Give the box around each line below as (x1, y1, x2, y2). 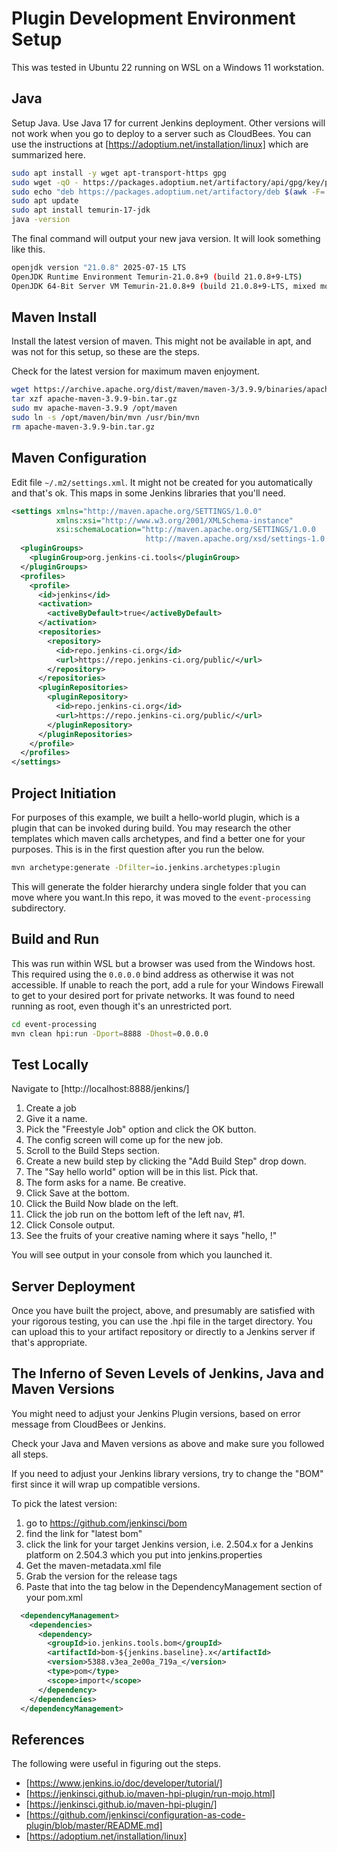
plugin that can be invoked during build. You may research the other (11, 822, 292, 834)
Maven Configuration (11, 450, 148, 467)
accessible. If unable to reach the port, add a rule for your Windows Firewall (11, 978, 324, 991)
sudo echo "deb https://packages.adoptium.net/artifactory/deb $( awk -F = (11, 187, 326, 197)
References (11, 1731, 85, 1748)
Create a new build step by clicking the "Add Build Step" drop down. (25, 1155, 307, 1167)
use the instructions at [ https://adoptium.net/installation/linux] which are (11, 138, 309, 150)
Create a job (25, 1102, 77, 1114)
